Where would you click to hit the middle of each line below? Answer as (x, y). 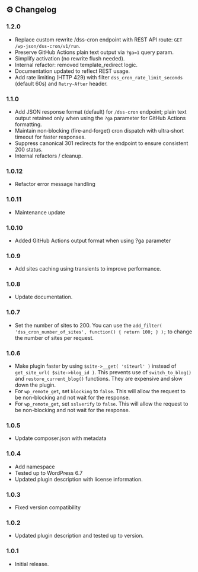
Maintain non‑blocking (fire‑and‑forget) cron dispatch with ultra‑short (99, 130)
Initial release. (32, 564)
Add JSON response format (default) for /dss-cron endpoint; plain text (100, 111)
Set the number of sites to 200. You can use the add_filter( (88, 325)
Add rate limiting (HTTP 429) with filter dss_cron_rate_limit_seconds (99, 77)
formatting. (28, 124)
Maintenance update (40, 212)
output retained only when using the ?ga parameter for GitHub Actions (100, 118)
